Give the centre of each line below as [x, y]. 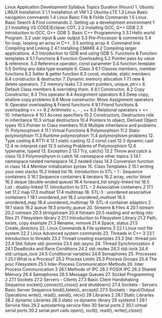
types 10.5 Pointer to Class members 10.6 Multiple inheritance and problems [81, 125]
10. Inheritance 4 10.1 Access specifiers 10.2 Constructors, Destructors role [80, 115]
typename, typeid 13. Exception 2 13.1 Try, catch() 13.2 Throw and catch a [78, 151]
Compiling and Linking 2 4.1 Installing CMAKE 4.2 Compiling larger [71, 48]
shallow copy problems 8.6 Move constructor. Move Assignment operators [79, 99]
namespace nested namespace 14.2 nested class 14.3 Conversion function [79, 161]
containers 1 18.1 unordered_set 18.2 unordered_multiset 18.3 [65, 197]
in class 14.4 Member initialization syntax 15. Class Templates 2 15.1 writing [79, 166]
